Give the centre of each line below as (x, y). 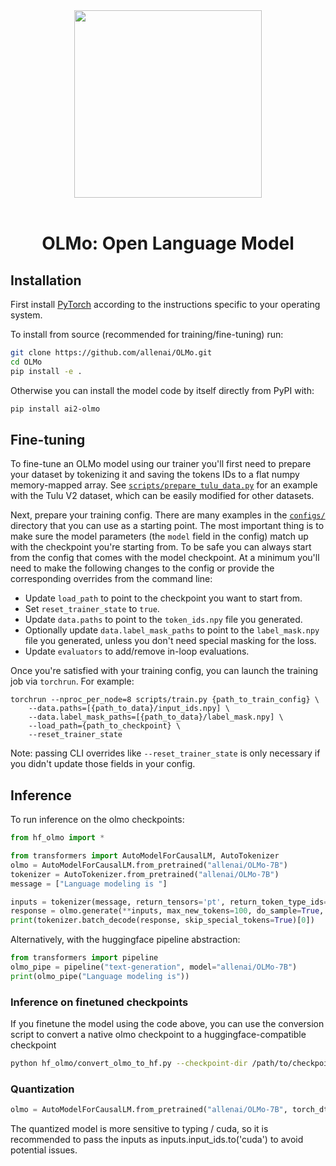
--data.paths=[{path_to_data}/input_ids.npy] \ (129, 709)
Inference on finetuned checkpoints (99, 1002)
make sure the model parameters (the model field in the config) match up (159, 536)
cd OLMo (26, 362)
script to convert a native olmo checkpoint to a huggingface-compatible (158, 1035)
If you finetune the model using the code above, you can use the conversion (167, 1024)
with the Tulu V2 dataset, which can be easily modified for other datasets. (162, 496)
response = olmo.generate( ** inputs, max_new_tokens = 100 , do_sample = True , (167, 911)
